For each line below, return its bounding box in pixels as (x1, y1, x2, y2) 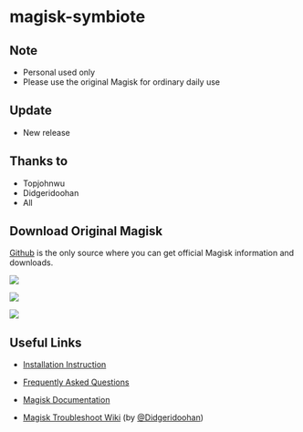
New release (22, 127, 70, 138)
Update (9, 103, 53, 118)
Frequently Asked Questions (22, 376, 130, 388)
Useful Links (9, 334, 82, 350)
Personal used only (22, 67, 96, 77)
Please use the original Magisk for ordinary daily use (22, 77, 221, 87)
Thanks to (9, 153, 68, 170)
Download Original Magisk (9, 223, 162, 239)
